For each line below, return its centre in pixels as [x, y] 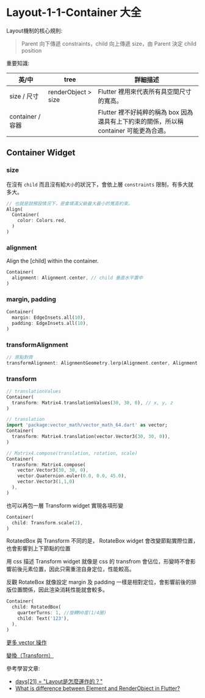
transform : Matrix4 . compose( [49, 465]
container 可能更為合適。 [134, 130]
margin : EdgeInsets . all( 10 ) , [49, 317]
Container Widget [41, 153]
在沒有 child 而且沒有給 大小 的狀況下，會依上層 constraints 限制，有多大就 [100, 184]
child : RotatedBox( [37, 607]
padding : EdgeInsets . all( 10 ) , [50, 323]
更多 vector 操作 [27, 642]
